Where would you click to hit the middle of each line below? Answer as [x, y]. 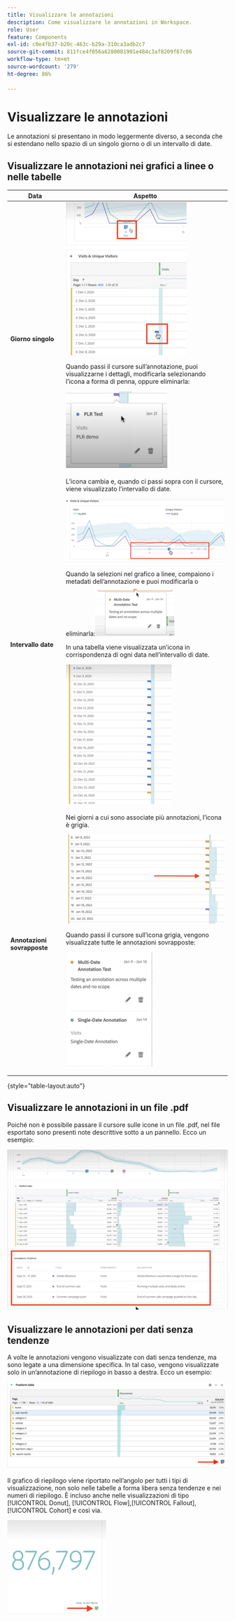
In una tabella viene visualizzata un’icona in [128, 647]
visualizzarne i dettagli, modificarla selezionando [136, 374]
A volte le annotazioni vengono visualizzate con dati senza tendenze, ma [112, 1357]
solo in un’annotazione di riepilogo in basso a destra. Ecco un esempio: [109, 1372]
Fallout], [185, 1502]
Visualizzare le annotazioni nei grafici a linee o [111, 166]
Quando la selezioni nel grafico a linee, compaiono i [140, 574]
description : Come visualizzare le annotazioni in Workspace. [100, 22]
